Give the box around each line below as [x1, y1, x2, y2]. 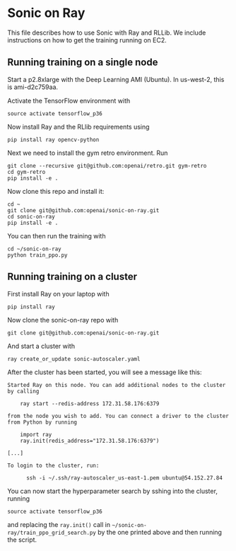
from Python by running [7, 419, 78, 426]
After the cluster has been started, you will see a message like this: [7, 368, 203, 376]
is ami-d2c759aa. [7, 83, 59, 91]
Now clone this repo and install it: [7, 187, 105, 195]
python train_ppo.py [7, 251, 69, 259]
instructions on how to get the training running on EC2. [7, 35, 167, 44]
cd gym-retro [7, 168, 46, 175]
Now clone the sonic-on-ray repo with [7, 315, 119, 324]
